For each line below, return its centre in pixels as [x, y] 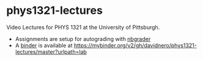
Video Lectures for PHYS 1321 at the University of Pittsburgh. [83, 27]
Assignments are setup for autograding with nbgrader [83, 39]
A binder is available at [44, 45]
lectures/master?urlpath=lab [51, 51]
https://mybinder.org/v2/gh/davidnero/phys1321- [135, 45]
